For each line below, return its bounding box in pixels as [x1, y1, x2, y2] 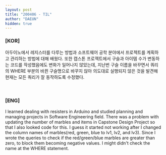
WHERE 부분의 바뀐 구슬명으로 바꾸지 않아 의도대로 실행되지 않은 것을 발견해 [10, 68, 158, 74]
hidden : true [5, 21, 32, 26]
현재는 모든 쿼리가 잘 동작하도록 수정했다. [5, 74, 85, 80]
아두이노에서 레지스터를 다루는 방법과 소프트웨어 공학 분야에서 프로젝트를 [5, 49, 146, 55]
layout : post [5, 7, 32, 12]
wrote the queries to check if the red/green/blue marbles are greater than [5, 135, 155, 141]
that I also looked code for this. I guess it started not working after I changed [5, 124, 161, 130]
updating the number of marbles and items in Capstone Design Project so [5, 119, 155, 125]
